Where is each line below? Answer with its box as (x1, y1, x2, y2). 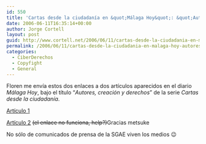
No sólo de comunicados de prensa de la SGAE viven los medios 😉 (6, 131, 177, 138)
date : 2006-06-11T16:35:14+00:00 (6, 20, 92, 26)
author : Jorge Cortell (6, 26, 64, 32)
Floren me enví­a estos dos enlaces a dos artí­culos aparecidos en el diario (6, 82, 192, 90)
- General (12, 65, 37, 72)
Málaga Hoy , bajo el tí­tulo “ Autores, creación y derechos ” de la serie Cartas (6, 89, 199, 96)
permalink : (6, 43, 34, 49)
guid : (6, 37, 20, 43)
